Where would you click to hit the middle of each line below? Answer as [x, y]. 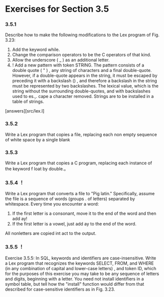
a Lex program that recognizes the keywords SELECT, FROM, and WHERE [80, 263]
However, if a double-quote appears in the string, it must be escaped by [85, 76]
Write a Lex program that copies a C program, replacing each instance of [79, 163]
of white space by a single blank [38, 139]
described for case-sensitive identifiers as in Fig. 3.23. [60, 289]
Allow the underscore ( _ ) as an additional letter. [61, 60]
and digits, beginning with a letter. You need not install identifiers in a [75, 279]
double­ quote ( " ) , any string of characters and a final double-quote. [82, 70]
